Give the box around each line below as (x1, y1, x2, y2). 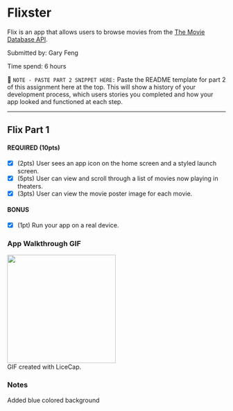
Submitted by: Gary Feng (7, 49, 78, 57)
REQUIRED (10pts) (7, 143, 60, 152)
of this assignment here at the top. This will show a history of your (7, 82, 196, 91)
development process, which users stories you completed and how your (7, 90, 214, 98)
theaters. (17, 182, 44, 190)
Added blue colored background (7, 396, 100, 404)
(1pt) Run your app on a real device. (17, 220, 119, 229)
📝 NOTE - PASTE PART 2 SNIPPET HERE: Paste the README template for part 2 (7, 75, 226, 84)
